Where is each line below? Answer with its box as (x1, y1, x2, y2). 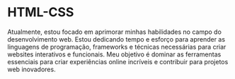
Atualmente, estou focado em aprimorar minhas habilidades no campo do (7, 28, 222, 36)
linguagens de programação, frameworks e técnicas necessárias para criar (7, 42, 227, 51)
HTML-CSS (7, 4, 74, 20)
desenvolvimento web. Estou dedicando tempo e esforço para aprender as (7, 35, 225, 43)
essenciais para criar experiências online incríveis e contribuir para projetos (7, 57, 229, 66)
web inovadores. (7, 65, 56, 73)
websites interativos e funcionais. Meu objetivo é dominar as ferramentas (7, 50, 222, 59)
